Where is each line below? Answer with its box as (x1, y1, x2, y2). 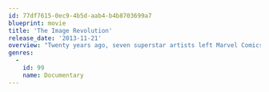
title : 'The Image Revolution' (8, 26, 113, 34)
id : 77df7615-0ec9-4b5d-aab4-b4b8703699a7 (8, 11, 152, 20)
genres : (8, 49, 34, 57)
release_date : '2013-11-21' (8, 34, 102, 42)
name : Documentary (22, 71, 84, 79)
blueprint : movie (8, 19, 66, 27)
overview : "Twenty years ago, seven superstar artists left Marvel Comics (8, 42, 263, 50)
